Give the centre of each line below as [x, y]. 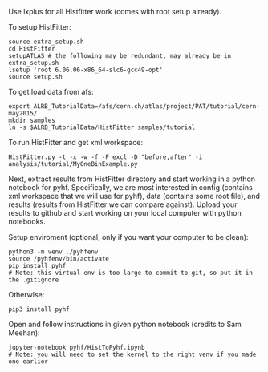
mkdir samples [32, 120]
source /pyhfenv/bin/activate [59, 259]
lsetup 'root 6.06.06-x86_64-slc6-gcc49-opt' [85, 70]
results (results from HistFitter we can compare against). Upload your [123, 204]
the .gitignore [34, 280]
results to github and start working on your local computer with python [125, 213]
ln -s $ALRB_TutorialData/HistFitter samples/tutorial [102, 127]
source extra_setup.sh [46, 42]
